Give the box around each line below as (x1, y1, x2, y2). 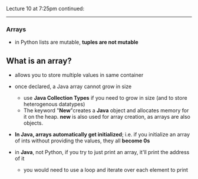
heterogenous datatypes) (23, 100, 85, 108)
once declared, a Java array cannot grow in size (14, 83, 132, 90)
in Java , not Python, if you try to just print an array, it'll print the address (14, 149, 190, 156)
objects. (23, 119, 43, 126)
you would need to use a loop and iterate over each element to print (23, 167, 189, 174)
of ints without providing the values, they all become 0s (14, 137, 150, 144)
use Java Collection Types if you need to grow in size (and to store (23, 95, 187, 102)
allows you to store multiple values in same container (14, 71, 144, 79)
